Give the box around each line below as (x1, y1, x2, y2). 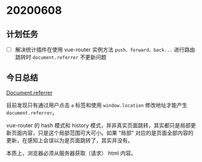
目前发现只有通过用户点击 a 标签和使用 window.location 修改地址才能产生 (6, 101, 188, 109)
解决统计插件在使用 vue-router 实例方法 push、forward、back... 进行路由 (14, 46, 195, 53)
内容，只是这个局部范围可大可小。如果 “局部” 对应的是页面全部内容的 (22, 129, 194, 136)
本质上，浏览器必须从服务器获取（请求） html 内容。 (6, 149, 137, 157)
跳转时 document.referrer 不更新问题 (14, 53, 107, 61)
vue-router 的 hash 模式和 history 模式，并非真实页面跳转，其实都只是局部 (6, 121, 191, 129)
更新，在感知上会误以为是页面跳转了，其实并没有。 (6, 136, 133, 144)
